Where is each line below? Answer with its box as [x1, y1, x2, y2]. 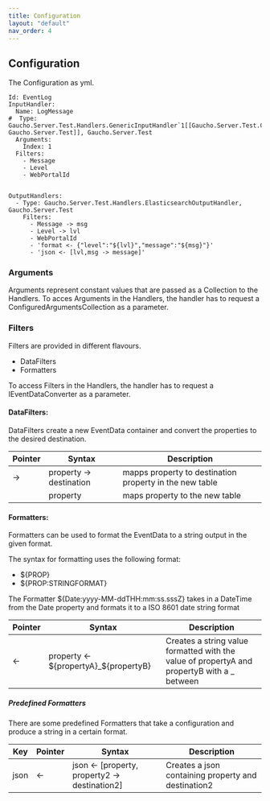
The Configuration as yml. [8, 78, 95, 88]
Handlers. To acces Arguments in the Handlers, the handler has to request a [8, 294, 260, 303]
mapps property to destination [122, 466, 237, 477]
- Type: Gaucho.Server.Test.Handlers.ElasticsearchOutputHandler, [15, 199, 243, 208]
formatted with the [166, 646, 235, 657]
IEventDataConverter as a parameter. [8, 389, 131, 398]
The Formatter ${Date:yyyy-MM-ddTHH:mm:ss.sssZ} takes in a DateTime [8, 594, 252, 604]
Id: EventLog [8, 93, 52, 101]
